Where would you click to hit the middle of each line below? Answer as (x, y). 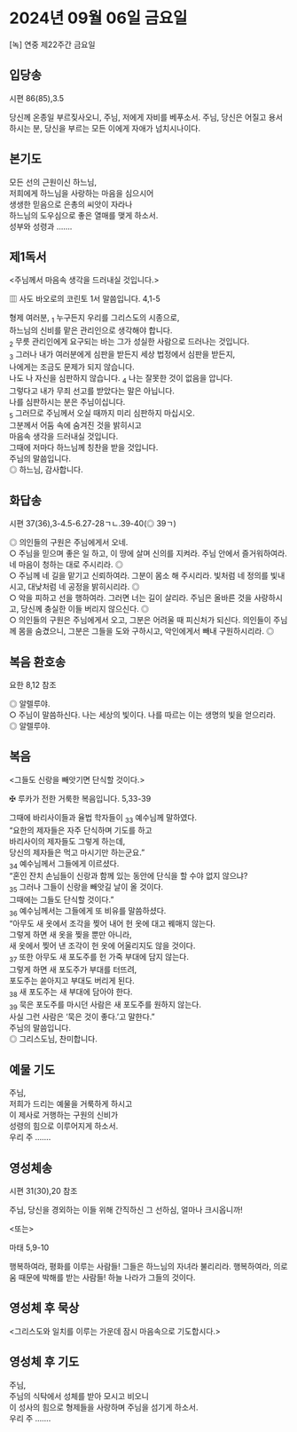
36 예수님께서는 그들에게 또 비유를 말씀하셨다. (88, 912)
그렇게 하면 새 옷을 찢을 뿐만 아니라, (70, 934)
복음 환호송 (38, 662)
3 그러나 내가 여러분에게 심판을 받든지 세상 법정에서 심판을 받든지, (122, 355)
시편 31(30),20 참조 (43, 1191)
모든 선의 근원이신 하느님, (53, 182)
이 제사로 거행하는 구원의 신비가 (64, 1115)
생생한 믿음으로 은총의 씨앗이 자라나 (71, 204)
